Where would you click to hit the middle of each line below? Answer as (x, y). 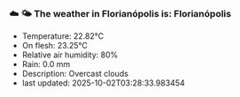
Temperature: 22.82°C (63, 36)
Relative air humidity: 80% (70, 55)
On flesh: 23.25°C (55, 46)
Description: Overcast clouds (75, 74)
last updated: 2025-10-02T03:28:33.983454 (103, 83)
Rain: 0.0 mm (46, 64)
